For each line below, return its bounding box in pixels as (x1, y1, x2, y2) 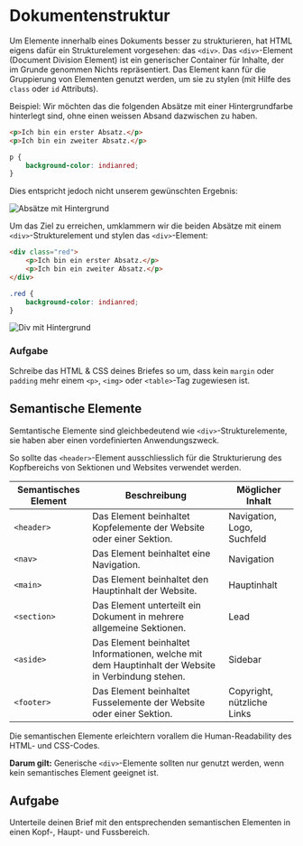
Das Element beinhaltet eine (91, 547, 211, 560)
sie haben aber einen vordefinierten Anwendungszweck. (9, 434, 219, 445)
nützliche (228, 696, 268, 709)
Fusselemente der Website (91, 696, 206, 709)
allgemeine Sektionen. (91, 621, 187, 634)
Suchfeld (228, 532, 267, 544)
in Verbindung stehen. (91, 670, 186, 683)
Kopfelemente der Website (91, 521, 206, 534)
